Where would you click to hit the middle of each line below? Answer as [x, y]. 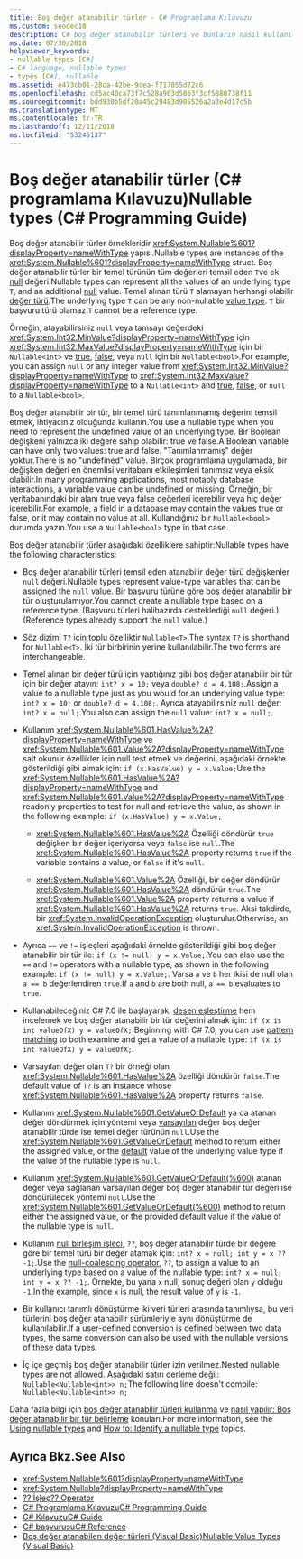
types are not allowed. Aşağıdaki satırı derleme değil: [121, 1374]
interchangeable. [54, 656]
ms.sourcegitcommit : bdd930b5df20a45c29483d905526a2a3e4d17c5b [131, 101]
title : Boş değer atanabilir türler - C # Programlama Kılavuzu [131, 18]
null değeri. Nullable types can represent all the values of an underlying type [150, 281]
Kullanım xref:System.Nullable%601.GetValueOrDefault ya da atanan [149, 1112]
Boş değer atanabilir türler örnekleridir [80, 243]
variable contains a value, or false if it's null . [120, 862]
